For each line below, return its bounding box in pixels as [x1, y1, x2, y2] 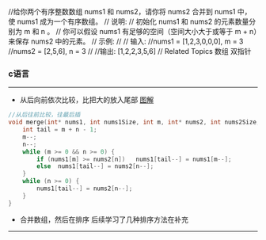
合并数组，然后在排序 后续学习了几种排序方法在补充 [19, 215, 188, 224]
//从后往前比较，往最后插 [8, 111, 81, 119]
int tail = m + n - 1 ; [22, 126, 97, 134]
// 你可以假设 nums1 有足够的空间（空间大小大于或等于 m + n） [55, 27, 257, 36]
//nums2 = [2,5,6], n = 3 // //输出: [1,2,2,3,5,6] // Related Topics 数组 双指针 [8, 47, 252, 55]
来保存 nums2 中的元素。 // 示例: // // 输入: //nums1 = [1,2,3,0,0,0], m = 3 [8, 36, 244, 46]
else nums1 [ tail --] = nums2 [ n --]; [36, 162, 154, 170]
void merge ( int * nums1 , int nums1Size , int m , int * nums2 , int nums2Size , [8, 118, 260, 127]
